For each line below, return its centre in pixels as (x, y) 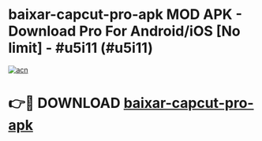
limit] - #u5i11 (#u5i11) (81, 48)
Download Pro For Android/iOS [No (124, 31)
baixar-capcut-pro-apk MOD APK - (125, 15)
